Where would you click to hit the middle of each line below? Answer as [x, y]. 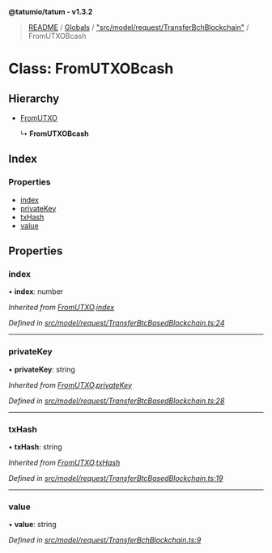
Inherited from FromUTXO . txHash [64, 462]
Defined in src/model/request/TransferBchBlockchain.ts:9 [105, 540]
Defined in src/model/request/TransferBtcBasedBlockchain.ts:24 [117, 323]
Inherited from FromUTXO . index [62, 308]
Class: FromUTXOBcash [91, 69]
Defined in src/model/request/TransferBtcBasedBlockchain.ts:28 [117, 401]
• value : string [32, 525]
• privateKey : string [42, 369]
